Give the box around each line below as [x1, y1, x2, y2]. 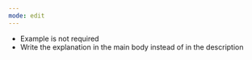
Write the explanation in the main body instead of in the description [19, 42, 244, 52]
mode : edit [8, 11, 45, 20]
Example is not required [19, 34, 99, 43]
